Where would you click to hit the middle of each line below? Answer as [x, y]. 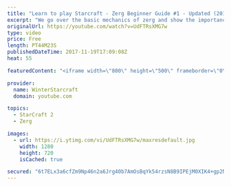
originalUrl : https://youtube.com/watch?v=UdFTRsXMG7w [87, 26]
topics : [18, 108]
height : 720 [36, 153]
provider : [21, 83]
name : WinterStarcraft [46, 90]
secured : [20, 172]
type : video [24, 33]
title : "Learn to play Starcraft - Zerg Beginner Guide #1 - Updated [109, 13]
